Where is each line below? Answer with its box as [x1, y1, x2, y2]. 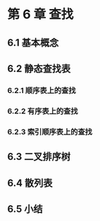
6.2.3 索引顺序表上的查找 [7, 127, 93, 137]
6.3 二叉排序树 [7, 151, 71, 163]
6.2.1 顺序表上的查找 [7, 85, 76, 95]
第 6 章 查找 [7, 6, 74, 23]
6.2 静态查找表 [7, 63, 71, 75]
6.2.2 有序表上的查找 [7, 106, 79, 116]
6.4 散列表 [7, 177, 53, 189]
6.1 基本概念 [7, 37, 59, 49]
